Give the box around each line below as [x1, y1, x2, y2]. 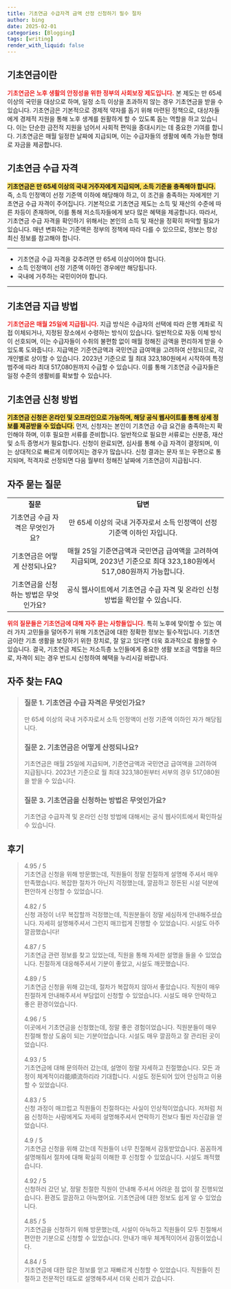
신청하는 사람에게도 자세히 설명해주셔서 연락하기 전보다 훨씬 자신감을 [31, 1113, 215, 1121]
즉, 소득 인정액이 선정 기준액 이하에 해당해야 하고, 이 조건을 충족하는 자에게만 [7, 191, 212, 199]
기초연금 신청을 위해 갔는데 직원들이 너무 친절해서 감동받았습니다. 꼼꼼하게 [23, 1144, 223, 1153]
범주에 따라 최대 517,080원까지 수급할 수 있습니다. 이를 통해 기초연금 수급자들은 [7, 363, 219, 372]
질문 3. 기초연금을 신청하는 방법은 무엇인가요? [23, 796, 166, 805]
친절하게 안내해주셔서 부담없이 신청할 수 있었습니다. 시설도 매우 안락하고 [23, 992, 217, 1000]
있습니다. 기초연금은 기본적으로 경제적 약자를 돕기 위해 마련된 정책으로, [7, 106, 196, 114]
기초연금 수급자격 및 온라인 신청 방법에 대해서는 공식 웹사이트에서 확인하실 [23, 813, 223, 821]
